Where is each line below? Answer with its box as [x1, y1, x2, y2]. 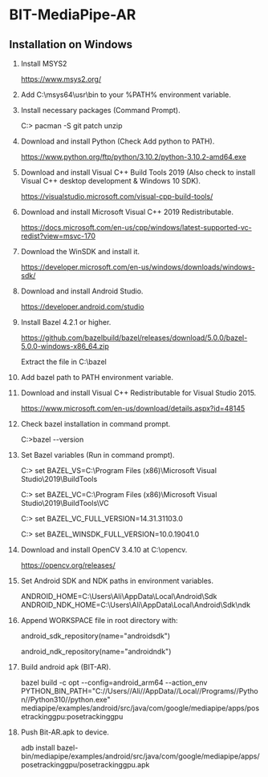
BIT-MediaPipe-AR [9, 6, 136, 24]
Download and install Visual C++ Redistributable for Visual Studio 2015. [20, 388, 257, 398]
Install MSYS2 [20, 59, 67, 68]
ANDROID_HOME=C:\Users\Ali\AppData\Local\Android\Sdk [20, 592, 217, 601]
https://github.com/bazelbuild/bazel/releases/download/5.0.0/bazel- [20, 333, 248, 342]
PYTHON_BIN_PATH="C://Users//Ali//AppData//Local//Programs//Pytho [20, 686, 259, 695]
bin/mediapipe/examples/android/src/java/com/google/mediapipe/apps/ [20, 751, 260, 761]
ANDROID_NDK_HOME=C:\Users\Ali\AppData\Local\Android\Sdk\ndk [20, 600, 251, 609]
